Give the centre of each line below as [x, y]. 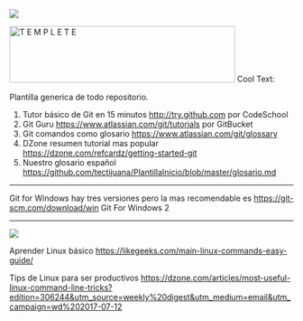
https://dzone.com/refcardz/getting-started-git [110, 153]
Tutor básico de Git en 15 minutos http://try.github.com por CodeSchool [155, 114]
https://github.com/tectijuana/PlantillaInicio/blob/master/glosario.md [149, 172]
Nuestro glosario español [69, 162]
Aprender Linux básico [51, 250]
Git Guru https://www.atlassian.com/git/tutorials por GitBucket [138, 124]
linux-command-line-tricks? [61, 288]
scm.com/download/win [54, 208]
